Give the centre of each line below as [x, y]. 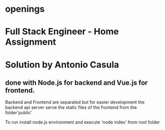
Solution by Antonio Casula [62, 65]
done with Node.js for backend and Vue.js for [77, 82]
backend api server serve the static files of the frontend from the [71, 107]
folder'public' [19, 113]
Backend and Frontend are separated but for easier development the [75, 102]
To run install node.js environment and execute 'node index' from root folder [82, 122]
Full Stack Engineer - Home [62, 32]
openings [25, 9]
